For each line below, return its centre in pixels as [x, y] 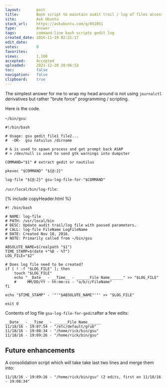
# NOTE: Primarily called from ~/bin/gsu [49, 238]
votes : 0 [22, 47]
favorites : [16, 51]
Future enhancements [40, 350]
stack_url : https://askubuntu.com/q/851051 [54, 24]
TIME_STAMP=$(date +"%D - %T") [38, 251]
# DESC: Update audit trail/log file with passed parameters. [71, 225]
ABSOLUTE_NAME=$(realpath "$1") [39, 247]
